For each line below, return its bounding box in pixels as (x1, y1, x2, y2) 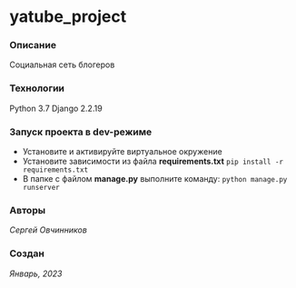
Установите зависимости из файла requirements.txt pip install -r (22, 156, 284, 167)
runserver (22, 184, 61, 193)
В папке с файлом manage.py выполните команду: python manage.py (22, 174, 288, 184)
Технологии (9, 82, 65, 94)
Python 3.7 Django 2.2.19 (9, 103, 103, 114)
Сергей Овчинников (9, 224, 88, 235)
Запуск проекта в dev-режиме (9, 125, 153, 138)
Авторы (9, 204, 46, 216)
